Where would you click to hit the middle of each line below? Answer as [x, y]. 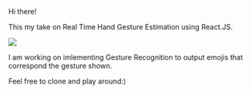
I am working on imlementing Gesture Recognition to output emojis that [125, 57]
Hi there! [22, 12]
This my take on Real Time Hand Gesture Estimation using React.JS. [121, 27]
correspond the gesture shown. [60, 66]
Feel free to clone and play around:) [67, 81]
